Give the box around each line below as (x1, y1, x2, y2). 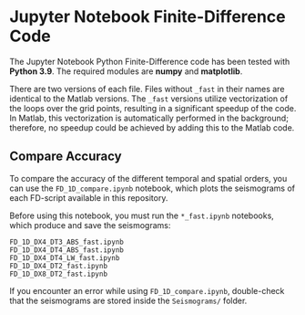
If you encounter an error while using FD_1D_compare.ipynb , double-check (9, 285, 285, 296)
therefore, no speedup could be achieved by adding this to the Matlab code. (9, 121, 295, 133)
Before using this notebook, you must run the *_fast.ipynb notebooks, (9, 210, 275, 221)
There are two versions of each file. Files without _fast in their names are (9, 83, 285, 94)
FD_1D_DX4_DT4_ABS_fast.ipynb (9, 245, 125, 255)
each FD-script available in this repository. (9, 192, 168, 203)
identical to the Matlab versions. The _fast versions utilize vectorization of (9, 93, 289, 104)
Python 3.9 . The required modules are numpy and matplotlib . (9, 66, 243, 77)
